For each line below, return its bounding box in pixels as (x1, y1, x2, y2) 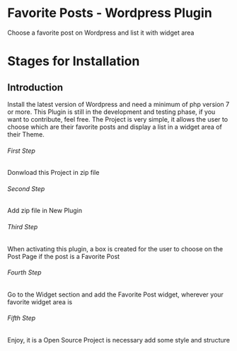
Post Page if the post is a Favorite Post (7, 252, 120, 260)
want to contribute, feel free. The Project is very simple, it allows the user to (7, 115, 229, 123)
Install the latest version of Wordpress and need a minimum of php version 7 (7, 100, 230, 108)
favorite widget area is (7, 297, 73, 306)
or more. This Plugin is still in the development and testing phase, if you (7, 108, 216, 116)
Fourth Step (7, 268, 42, 277)
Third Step (7, 222, 38, 231)
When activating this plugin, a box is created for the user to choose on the (7, 244, 224, 253)
